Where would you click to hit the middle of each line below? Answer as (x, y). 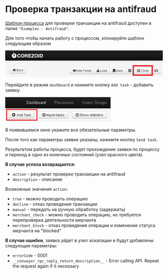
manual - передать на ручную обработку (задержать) (69, 209)
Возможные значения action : (36, 189)
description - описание (37, 179)
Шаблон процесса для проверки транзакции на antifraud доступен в (78, 23)
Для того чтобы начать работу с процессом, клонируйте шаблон (75, 38)
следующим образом (28, 43)
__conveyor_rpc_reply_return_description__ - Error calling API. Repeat (85, 261)
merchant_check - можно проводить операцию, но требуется (76, 215)
